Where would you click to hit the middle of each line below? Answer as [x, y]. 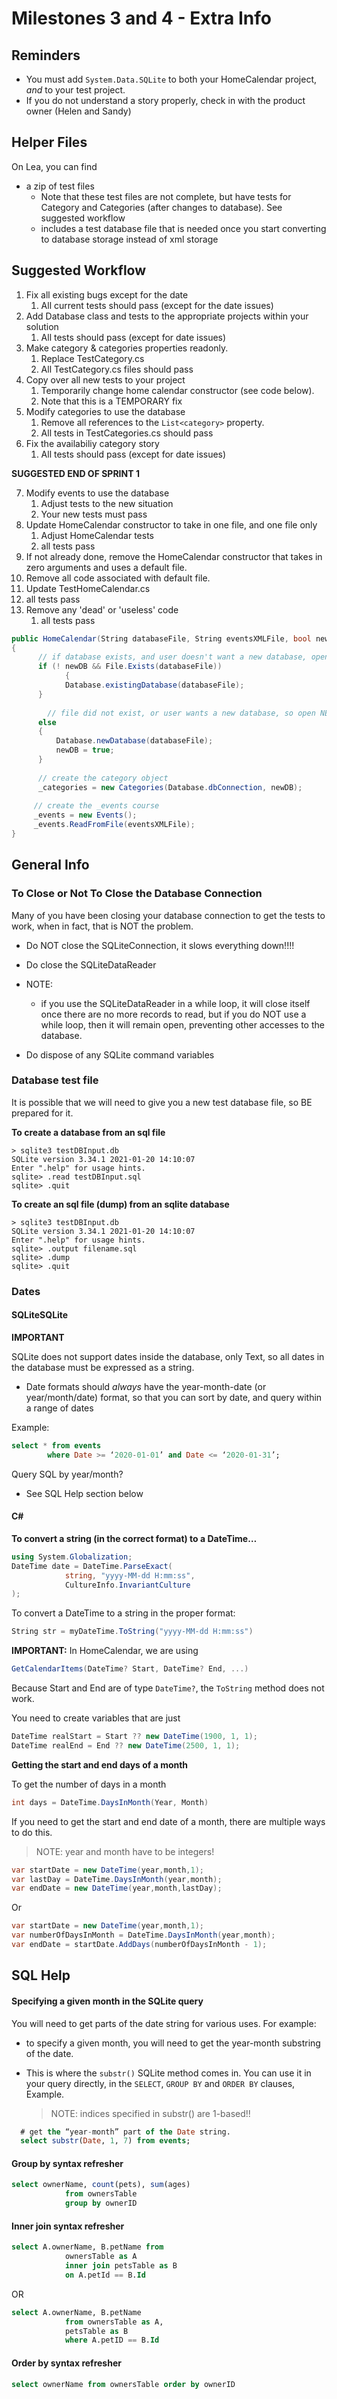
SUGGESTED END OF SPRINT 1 [75, 473]
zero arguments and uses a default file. [106, 567]
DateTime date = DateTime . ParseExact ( [92, 1566]
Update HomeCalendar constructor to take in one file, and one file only [171, 524]
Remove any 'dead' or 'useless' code [102, 609]
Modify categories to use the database [105, 411]
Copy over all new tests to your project [105, 379]
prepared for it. [42, 1113]
